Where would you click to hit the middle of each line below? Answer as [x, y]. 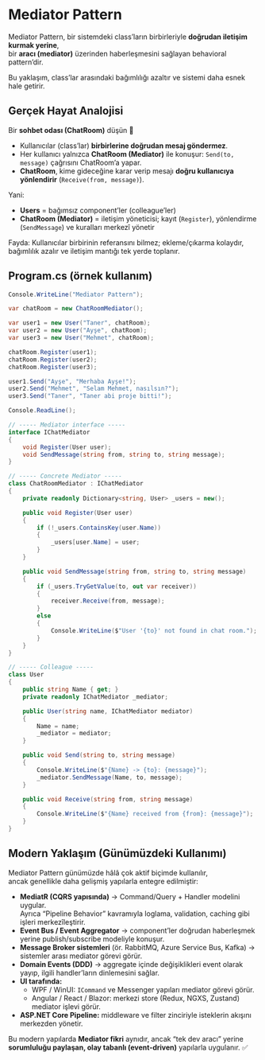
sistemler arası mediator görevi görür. [81, 956]
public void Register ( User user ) [78, 512]
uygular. [33, 905]
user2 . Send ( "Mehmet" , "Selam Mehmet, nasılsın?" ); [94, 389]
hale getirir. [27, 86]
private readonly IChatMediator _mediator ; [96, 697]
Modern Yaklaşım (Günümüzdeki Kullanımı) [117, 853]
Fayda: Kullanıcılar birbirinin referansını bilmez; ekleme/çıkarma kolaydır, [126, 242]
